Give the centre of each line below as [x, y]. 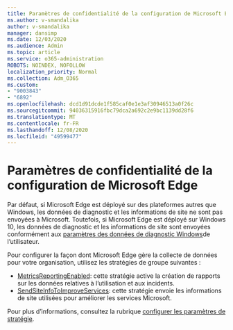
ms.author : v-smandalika [43, 20]
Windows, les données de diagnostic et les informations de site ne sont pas [115, 212]
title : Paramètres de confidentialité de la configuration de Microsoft [114, 14]
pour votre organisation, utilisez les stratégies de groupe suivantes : [104, 263]
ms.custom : [23, 85]
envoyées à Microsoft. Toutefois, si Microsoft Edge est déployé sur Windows [116, 220]
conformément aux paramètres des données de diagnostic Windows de [109, 234]
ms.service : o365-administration [55, 59]
